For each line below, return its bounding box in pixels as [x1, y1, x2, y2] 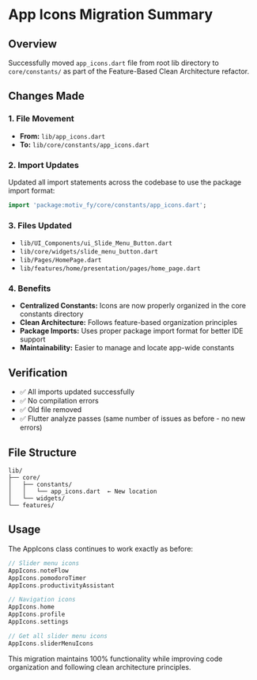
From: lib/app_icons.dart [19, 131, 105, 140]
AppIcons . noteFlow [8, 567, 69, 575]
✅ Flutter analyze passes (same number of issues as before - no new [19, 414, 246, 423]
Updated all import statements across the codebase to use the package [8, 177, 242, 187]
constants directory [19, 309, 84, 319]
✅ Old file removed [19, 405, 82, 414]
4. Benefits [8, 283, 51, 294]
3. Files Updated [8, 220, 73, 231]
